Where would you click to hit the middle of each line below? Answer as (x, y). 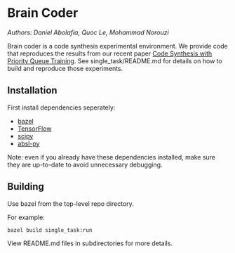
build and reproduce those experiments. (65, 68)
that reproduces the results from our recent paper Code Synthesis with (110, 53)
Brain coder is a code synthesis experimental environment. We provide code (117, 46)
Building (26, 187)
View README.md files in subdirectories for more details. (90, 243)
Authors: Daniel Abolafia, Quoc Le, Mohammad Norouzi (88, 32)
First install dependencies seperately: (61, 108)
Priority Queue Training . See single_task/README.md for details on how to (115, 60)
